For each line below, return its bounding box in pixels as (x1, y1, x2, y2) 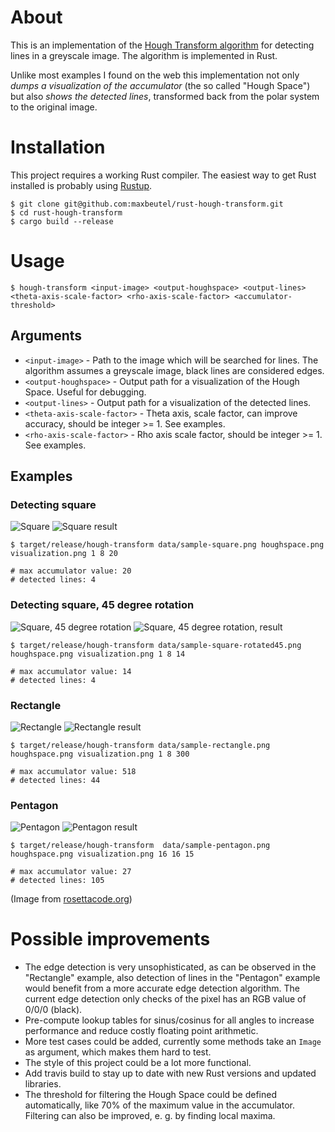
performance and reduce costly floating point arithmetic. (24, 1025, 259, 1037)
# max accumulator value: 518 (10, 766, 137, 776)
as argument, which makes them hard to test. (24, 1046, 212, 1058)
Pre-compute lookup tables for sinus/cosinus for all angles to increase (24, 1014, 315, 1026)
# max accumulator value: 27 (10, 867, 132, 877)
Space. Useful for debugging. (24, 386, 147, 398)
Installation (10, 136, 106, 159)
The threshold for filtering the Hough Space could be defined (24, 1089, 278, 1101)
